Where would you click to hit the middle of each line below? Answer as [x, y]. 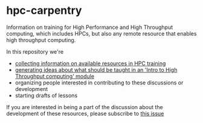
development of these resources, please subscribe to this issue [85, 113]
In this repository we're [35, 51]
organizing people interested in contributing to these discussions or [99, 83]
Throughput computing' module [55, 76]
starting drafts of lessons [46, 95]
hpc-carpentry [44, 11]
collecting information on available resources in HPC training [90, 63]
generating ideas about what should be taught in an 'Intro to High [96, 69]
